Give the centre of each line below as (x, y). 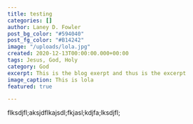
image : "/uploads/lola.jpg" (49, 47)
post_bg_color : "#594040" (46, 34)
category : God (28, 67)
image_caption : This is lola (51, 80)
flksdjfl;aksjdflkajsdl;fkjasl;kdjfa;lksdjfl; (64, 113)
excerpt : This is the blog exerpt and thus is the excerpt (97, 73)
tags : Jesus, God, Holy (43, 60)
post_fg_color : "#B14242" (46, 40)
